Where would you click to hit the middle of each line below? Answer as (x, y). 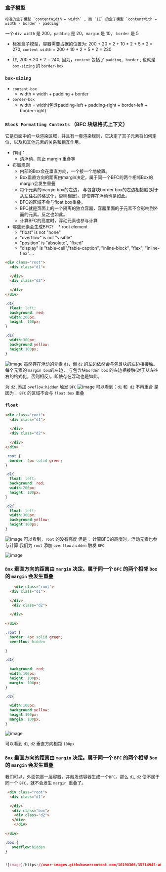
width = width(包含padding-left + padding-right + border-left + (83, 105)
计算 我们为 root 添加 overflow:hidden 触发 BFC (57, 545)
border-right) (33, 110)
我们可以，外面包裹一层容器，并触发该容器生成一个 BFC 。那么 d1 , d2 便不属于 (82, 777)
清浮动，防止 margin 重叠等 (47, 159)
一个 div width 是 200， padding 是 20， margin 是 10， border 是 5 (72, 34)
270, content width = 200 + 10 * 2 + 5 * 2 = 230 (62, 49)
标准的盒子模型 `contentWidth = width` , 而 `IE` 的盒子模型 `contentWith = (81, 19)
